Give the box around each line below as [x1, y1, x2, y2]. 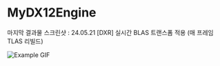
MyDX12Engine [7, 5, 97, 21]
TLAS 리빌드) [7, 36, 43, 45]
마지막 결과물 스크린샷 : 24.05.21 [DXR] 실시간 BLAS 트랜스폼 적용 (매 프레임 [7, 28, 214, 36]
